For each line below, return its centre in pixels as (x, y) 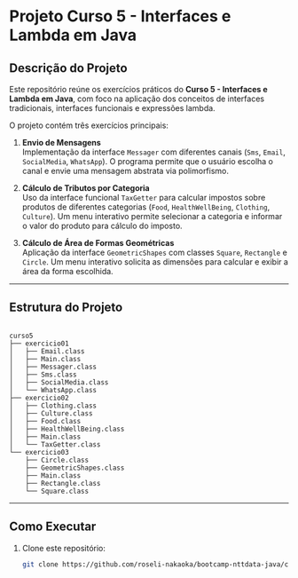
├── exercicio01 (39, 344)
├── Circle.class (57, 460)
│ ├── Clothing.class (53, 406)
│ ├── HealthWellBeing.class (67, 429)
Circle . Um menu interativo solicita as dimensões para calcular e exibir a (155, 262)
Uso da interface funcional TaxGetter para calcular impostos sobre (144, 198)
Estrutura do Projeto (66, 308)
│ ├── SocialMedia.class (59, 382)
